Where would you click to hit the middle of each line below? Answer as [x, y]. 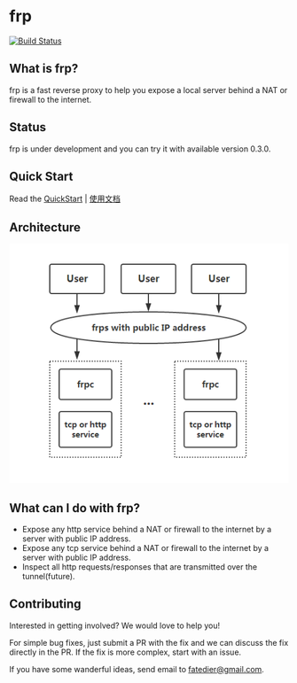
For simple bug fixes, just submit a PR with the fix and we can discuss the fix [149, 642]
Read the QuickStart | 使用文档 [65, 199]
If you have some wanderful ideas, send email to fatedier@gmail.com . [137, 669]
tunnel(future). [48, 576]
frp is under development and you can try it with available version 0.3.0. [140, 149]
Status [28, 127]
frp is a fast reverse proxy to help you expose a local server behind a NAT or [148, 89]
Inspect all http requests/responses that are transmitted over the [140, 567]
